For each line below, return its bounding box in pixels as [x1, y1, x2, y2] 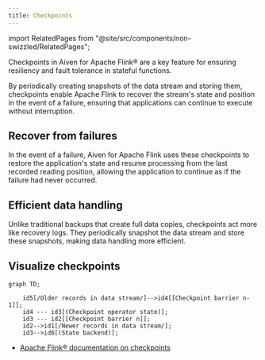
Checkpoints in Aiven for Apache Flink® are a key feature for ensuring [8, 57, 236, 67]
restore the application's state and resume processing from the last [8, 159, 228, 168]
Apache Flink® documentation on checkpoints [19, 343, 171, 353]
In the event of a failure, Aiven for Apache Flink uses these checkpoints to [8, 150, 250, 159]
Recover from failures [8, 129, 117, 143]
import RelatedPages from [8, 33, 94, 43]
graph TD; [8, 281, 41, 289]
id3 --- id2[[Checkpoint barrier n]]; [22, 315, 151, 324]
